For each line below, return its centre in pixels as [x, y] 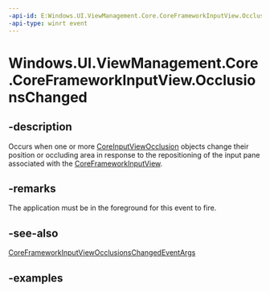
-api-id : [23, 16]
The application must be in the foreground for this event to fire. [112, 208]
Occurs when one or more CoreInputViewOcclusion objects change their [129, 146]
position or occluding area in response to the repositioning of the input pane [134, 154]
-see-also [33, 233]
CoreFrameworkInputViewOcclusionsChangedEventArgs [102, 253]
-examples [36, 278]
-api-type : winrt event [48, 23]
